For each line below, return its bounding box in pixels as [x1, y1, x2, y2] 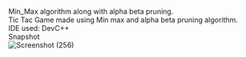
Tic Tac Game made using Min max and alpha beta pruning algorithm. [8, 15, 238, 25]
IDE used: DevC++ [8, 24, 70, 32]
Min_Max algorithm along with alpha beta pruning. [8, 7, 174, 16]
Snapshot [8, 32, 40, 41]
